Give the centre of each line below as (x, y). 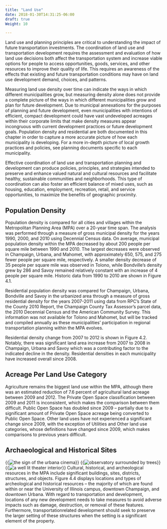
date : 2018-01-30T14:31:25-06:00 (40, 15)
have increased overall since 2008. (41, 359)
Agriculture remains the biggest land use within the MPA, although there (79, 386)
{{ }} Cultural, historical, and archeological (74, 467)
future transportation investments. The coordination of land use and (75, 48)
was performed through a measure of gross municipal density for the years (82, 233)
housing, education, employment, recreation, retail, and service (70, 189)
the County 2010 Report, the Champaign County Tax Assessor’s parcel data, (83, 307)
